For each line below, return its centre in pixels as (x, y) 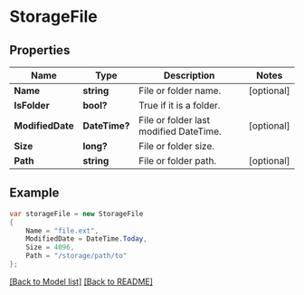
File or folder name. (180, 90)
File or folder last (175, 120)
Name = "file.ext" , (62, 231)
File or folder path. (178, 161)
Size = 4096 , (50, 247)
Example (34, 193)
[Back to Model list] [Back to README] (81, 281)
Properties (40, 50)
